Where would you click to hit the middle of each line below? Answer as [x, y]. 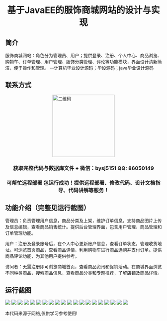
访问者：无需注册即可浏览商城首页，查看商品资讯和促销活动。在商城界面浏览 [83, 267]
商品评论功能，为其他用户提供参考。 [42, 256]
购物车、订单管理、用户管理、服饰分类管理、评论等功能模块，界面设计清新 [81, 62]
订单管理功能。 [20, 233]
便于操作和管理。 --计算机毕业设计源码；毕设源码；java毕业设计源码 [84, 68]
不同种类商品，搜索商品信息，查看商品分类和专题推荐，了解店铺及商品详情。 [83, 273]
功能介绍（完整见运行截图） [48, 208]
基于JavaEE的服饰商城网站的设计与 [79, 10]
